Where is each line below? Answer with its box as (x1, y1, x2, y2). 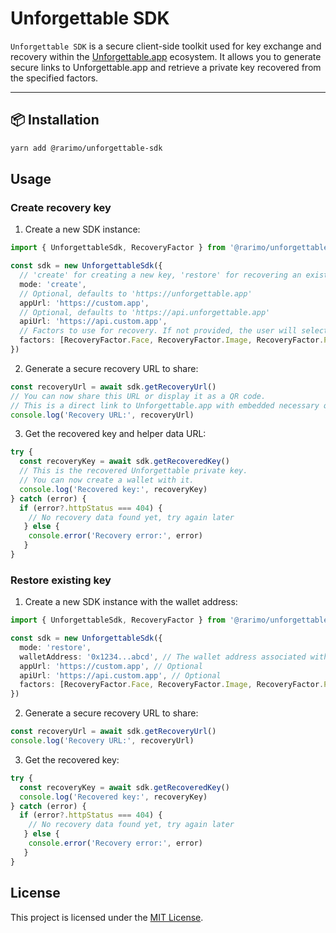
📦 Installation (10, 112, 100, 129)
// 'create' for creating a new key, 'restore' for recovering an (19, 270, 302, 281)
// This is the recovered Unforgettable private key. (19, 466, 248, 476)
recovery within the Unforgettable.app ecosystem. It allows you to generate (10, 50, 322, 62)
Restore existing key (10, 573, 112, 587)
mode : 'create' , (19, 279, 87, 289)
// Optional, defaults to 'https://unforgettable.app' (19, 288, 253, 299)
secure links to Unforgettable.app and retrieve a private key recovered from (10, 61, 322, 73)
